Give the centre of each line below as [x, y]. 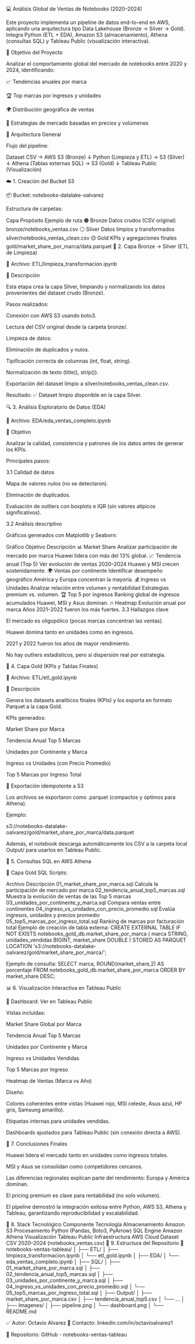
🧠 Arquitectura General [34, 134]
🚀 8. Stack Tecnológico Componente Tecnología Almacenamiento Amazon [95, 1224]
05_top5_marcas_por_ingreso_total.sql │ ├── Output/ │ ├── [79, 1293]
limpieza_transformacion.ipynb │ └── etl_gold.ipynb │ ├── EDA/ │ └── [93, 1255]
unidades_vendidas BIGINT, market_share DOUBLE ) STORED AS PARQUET [96, 940]
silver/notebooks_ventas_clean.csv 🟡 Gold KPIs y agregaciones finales [91, 238]
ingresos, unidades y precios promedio [53, 915]
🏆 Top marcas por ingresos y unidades [53, 95]
